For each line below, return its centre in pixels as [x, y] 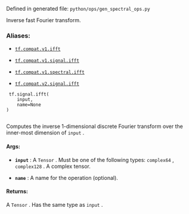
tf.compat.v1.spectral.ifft [49, 72]
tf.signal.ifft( [29, 94]
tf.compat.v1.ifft [38, 49]
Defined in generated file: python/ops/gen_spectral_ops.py [78, 9]
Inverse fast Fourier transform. [44, 20]
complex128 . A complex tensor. [53, 166]
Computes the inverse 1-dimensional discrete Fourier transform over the [95, 126]
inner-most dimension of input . [45, 133]
